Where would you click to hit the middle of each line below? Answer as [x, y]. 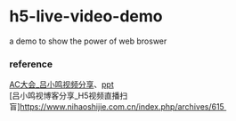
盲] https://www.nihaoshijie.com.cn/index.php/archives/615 [117, 107]
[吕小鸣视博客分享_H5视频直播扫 [69, 96]
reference [31, 64]
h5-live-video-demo [86, 16]
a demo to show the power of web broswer [88, 41]
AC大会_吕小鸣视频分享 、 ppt [61, 85]
